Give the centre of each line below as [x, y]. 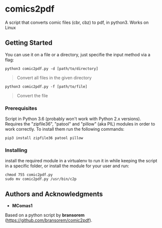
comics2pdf [30, 9]
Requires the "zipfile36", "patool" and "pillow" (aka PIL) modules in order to [80, 124]
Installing [16, 150]
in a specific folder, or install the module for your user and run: [67, 166]
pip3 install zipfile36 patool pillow [44, 138]
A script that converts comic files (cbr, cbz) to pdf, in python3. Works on [77, 22]
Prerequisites [21, 108]
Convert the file [32, 95]
